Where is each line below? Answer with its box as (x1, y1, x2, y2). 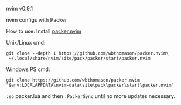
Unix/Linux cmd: (6, 39, 46, 46)
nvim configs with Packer (6, 16, 67, 23)
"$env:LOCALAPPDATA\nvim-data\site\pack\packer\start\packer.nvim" (6, 82, 175, 88)
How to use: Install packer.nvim (6, 28, 82, 35)
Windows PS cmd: (6, 66, 50, 73)
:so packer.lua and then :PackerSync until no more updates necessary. (6, 93, 176, 99)
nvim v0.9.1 (6, 5, 33, 12)
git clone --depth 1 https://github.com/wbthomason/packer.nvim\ (6, 50, 169, 56)
